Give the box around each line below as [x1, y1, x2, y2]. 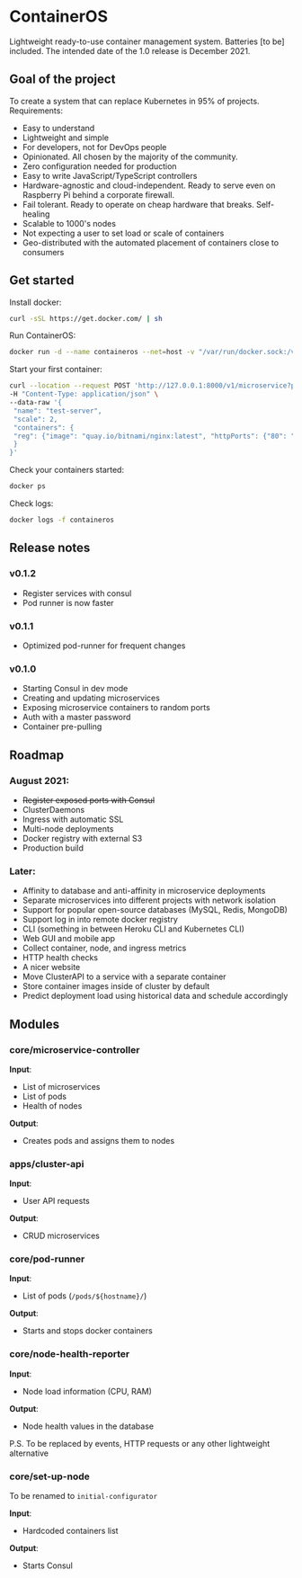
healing [22, 209, 50, 219]
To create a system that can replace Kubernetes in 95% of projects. [9, 95, 260, 106]
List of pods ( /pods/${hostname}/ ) [22, 1290, 147, 1301]
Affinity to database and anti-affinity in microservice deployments [22, 886, 266, 896]
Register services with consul [22, 587, 132, 599]
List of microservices [22, 1081, 101, 1092]
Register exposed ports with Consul [22, 794, 155, 806]
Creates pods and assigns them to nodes [22, 1135, 175, 1146]
